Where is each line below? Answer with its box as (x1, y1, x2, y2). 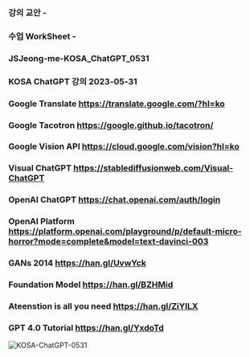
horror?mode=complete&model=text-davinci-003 (8, 236, 209, 247)
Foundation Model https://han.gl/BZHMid (8, 279, 174, 290)
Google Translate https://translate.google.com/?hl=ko (8, 98, 225, 109)
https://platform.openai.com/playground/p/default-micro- (8, 226, 243, 237)
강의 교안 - (8, 6, 47, 18)
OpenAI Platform (8, 215, 75, 227)
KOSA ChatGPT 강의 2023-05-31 (8, 76, 137, 87)
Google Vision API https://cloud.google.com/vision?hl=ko (8, 141, 240, 152)
